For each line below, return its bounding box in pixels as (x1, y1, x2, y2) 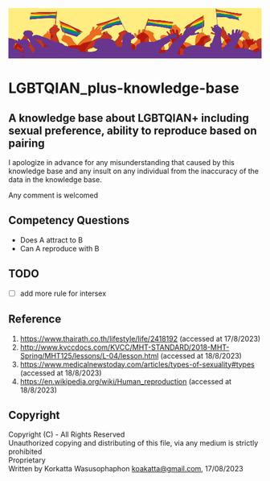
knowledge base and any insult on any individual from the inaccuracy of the (8, 166, 260, 176)
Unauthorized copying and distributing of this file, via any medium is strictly (8, 438, 259, 448)
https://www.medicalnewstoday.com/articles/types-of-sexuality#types (19, 359, 255, 369)
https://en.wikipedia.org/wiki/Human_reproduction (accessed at (19, 376, 231, 386)
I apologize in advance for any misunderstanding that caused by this (8, 158, 235, 167)
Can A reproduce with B (19, 243, 100, 253)
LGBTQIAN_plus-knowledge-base (8, 79, 239, 97)
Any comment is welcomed (8, 190, 99, 200)
